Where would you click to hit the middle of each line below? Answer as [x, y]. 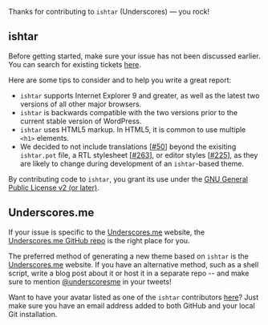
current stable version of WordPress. [81, 121]
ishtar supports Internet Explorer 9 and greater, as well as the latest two [140, 95]
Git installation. [33, 314]
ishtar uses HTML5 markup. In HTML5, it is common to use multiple [133, 129]
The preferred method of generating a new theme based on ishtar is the [128, 256]
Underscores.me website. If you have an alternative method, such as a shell [134, 264]
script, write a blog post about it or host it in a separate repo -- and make [129, 273]
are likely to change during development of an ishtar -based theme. [132, 163]
